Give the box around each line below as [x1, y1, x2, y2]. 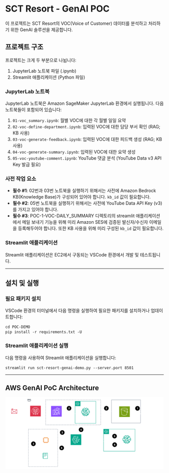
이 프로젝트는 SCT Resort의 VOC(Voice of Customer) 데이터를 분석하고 [5, 20, 147, 26]
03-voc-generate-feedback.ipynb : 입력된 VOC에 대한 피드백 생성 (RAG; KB [12, 137, 162, 143]
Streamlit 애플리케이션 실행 [5, 342, 69, 349]
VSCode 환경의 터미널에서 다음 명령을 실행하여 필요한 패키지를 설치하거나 [5, 308, 150, 314]
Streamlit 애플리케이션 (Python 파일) [12, 74, 86, 80]
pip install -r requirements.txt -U [5, 329, 82, 335]
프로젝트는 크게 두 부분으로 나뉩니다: [5, 57, 76, 63]
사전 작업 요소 [5, 175, 37, 182]
